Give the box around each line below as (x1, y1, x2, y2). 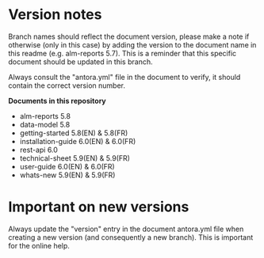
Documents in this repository (8, 96, 106, 105)
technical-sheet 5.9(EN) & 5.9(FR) (19, 153, 131, 163)
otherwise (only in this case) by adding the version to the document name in (8, 40, 257, 49)
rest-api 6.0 (19, 145, 58, 154)
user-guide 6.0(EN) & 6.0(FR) (19, 161, 115, 171)
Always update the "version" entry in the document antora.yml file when (8, 224, 244, 233)
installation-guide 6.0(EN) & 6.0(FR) (19, 136, 136, 146)
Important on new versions (8, 198, 189, 216)
